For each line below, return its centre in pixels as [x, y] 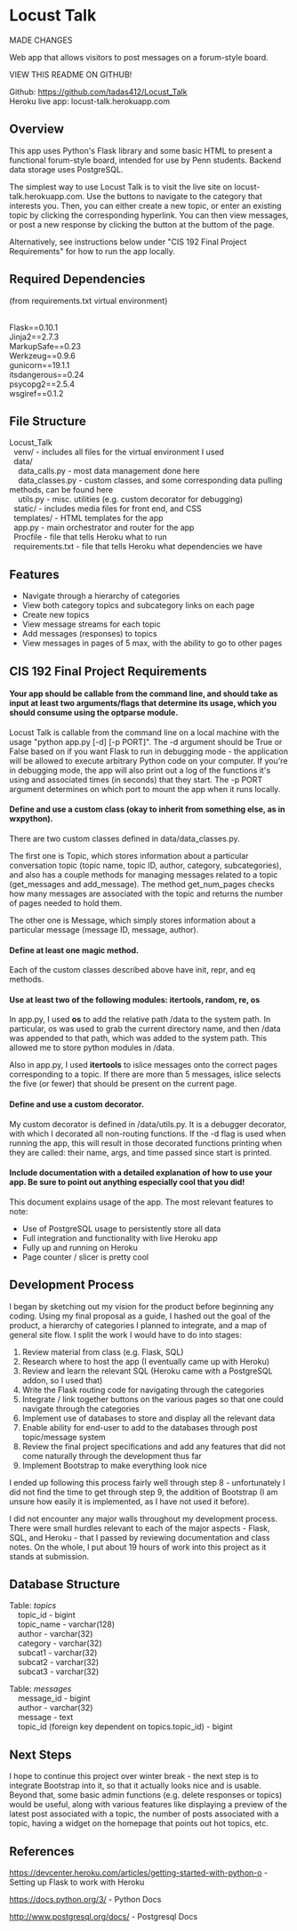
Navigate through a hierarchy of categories [101, 596]
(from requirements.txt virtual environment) [88, 300]
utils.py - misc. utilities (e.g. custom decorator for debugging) [130, 500]
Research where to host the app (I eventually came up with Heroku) [145, 1361]
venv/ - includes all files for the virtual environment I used [119, 452]
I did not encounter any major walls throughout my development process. [144, 1518]
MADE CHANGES [41, 40]
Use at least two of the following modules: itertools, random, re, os [135, 999]
